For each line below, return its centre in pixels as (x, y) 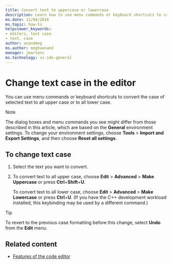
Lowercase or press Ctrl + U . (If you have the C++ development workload (90, 198)
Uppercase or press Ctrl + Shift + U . (49, 182)
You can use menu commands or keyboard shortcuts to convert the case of (85, 97)
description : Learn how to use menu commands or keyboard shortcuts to (83, 15)
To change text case (38, 154)
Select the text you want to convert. (50, 167)
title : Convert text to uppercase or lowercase (57, 10)
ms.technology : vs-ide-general (39, 57)
